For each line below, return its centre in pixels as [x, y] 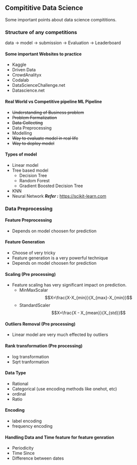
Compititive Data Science [44, 8]
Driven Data [24, 70]
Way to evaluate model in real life [45, 138]
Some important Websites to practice [43, 54]
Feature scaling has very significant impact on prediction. [69, 285]
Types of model [21, 154]
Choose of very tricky [34, 253]
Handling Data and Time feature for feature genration [60, 437]
